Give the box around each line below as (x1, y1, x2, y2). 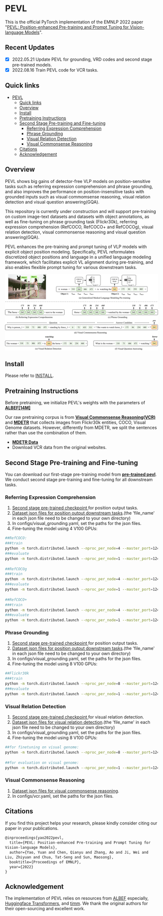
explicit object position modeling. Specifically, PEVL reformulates (5, 249, 135, 254)
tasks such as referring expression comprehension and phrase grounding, (5, 183, 153, 189)
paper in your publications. (5, 825, 59, 831)
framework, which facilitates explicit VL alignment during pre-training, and (5, 259, 153, 265)
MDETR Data (12, 439, 38, 445)
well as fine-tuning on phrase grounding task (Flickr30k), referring (5, 218, 137, 224)
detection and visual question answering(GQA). (5, 199, 99, 205)
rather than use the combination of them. (5, 430, 87, 436)
